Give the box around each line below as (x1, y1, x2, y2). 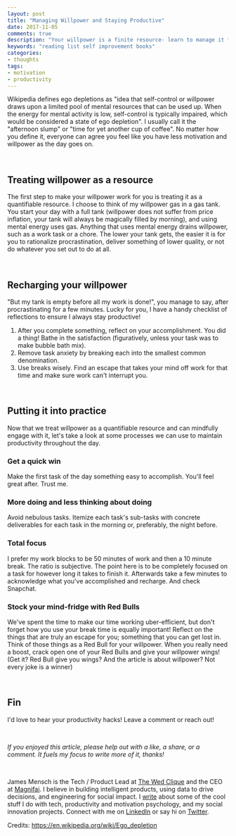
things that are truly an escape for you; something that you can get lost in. (7, 633, 221, 641)
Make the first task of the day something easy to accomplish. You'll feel (7, 472, 214, 481)
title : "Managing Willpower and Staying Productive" (7, 17, 165, 24)
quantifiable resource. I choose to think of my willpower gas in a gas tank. (7, 200, 221, 208)
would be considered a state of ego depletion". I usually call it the (7, 118, 197, 126)
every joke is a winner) (7, 663, 73, 671)
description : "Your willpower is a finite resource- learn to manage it (7, 37, 225, 44)
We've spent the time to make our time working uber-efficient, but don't (7, 618, 215, 626)
